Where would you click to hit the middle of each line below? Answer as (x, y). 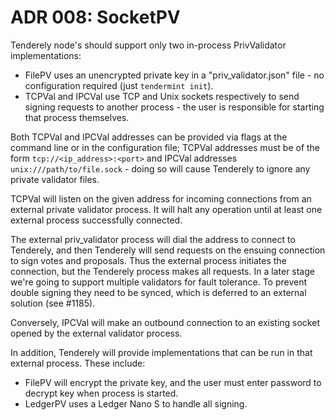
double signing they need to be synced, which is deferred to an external (158, 292)
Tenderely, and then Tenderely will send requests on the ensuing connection (168, 250)
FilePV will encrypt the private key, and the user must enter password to (173, 382)
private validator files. (55, 179)
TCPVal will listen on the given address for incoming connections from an (161, 198)
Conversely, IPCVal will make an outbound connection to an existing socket (165, 322)
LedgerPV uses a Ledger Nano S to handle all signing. (136, 403)
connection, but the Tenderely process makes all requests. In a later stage (162, 271)
